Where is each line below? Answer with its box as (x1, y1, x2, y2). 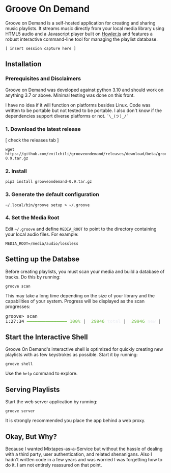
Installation (5, 60, 42, 69)
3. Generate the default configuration (5, 191, 99, 198)
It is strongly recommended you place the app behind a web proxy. (5, 418, 146, 424)
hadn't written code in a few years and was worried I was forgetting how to (5, 457, 163, 463)
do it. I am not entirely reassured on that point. (5, 462, 102, 468)
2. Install (5, 168, 27, 175)
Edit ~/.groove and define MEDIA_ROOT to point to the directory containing (5, 226, 157, 232)
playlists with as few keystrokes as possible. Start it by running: (5, 352, 138, 358)
